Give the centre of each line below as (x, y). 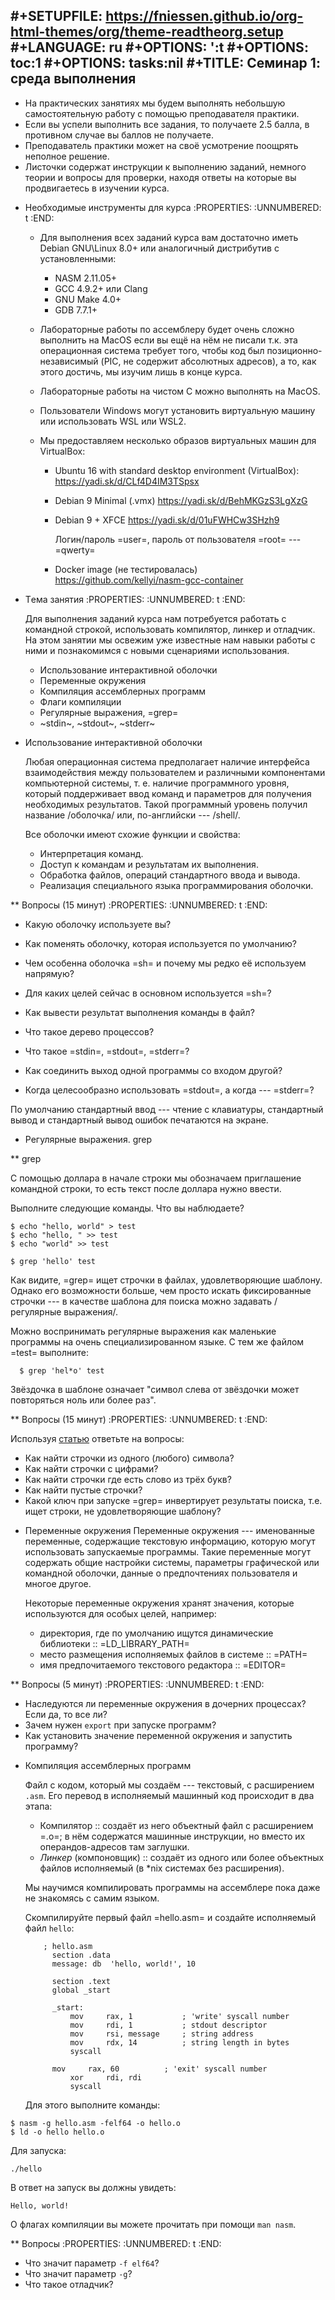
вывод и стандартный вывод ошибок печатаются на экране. (139, 1120)
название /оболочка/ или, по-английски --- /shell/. (132, 815)
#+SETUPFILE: (56, 16)
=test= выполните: (49, 1352)
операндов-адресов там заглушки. (114, 1846)
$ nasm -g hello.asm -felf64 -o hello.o (96, 2123)
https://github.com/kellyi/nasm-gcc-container (149, 580)
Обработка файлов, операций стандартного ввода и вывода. (170, 875)
